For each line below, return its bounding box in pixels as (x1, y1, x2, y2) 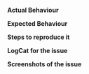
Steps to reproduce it (7, 33, 70, 41)
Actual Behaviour (7, 6, 59, 14)
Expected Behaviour (7, 20, 68, 27)
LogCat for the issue (7, 47, 68, 54)
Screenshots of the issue (7, 60, 82, 68)
